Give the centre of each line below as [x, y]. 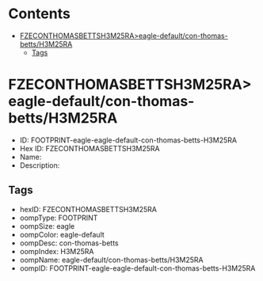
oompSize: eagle [47, 226]
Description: [40, 165]
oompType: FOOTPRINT [59, 218]
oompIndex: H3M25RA [57, 251]
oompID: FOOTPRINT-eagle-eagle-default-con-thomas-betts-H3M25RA [137, 268]
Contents [40, 14]
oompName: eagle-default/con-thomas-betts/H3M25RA [111, 260]
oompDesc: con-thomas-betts [69, 243]
